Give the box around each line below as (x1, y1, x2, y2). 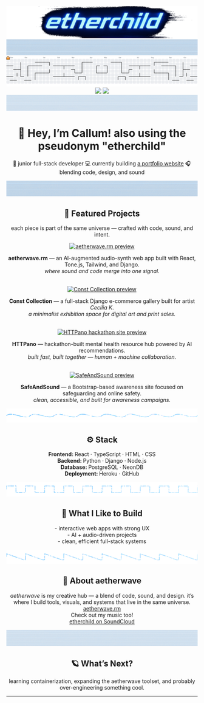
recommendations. (78, 347, 126, 355)
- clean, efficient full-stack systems (57, 538, 147, 545)
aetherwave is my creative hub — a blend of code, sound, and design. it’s (10, 592, 194, 599)
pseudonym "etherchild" (38, 139, 166, 153)
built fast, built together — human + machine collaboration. (27, 353, 177, 361)
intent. (93, 231, 110, 238)
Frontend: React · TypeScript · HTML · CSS (48, 451, 156, 458)
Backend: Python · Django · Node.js (57, 457, 147, 465)
